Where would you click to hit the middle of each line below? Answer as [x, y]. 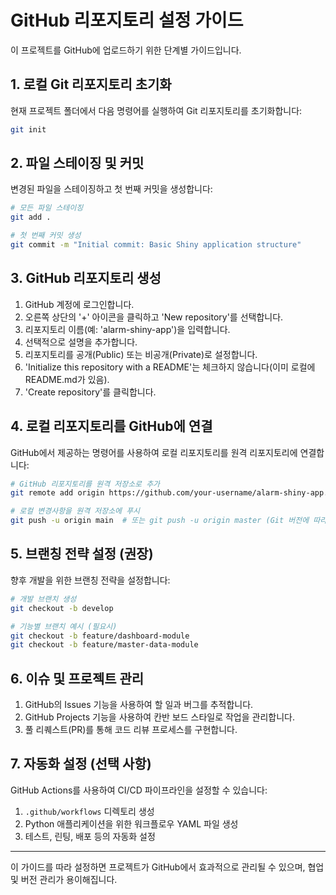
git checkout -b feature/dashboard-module [100, 636]
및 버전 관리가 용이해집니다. [64, 879]
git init [28, 129]
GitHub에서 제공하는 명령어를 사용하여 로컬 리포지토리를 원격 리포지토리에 [154, 452]
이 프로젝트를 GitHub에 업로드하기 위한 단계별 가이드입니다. [126, 50]
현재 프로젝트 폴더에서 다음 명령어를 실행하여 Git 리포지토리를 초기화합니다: [156, 110]
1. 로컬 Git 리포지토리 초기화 [91, 84]
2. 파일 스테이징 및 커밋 [77, 163]
